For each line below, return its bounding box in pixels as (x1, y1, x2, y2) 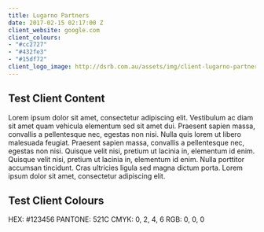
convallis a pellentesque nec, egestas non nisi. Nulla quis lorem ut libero (8, 129, 242, 138)
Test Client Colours (8, 193, 104, 207)
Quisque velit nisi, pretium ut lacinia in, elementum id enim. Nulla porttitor (8, 154, 245, 164)
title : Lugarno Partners (8, 11, 90, 20)
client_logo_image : (8, 63, 72, 71)
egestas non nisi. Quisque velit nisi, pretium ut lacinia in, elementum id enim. (8, 146, 255, 156)
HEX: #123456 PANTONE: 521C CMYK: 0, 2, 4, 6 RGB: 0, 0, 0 (8, 215, 205, 224)
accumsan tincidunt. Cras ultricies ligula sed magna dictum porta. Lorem (8, 163, 244, 172)
